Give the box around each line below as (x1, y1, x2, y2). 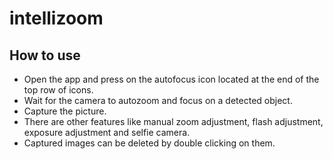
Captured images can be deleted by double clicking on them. (23, 137, 276, 149)
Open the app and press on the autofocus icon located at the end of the (23, 73, 320, 85)
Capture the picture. (23, 105, 107, 117)
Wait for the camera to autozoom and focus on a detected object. (23, 95, 293, 106)
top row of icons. (23, 84, 94, 96)
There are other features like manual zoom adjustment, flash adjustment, (23, 116, 324, 127)
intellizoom (9, 7, 104, 30)
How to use (9, 47, 81, 64)
